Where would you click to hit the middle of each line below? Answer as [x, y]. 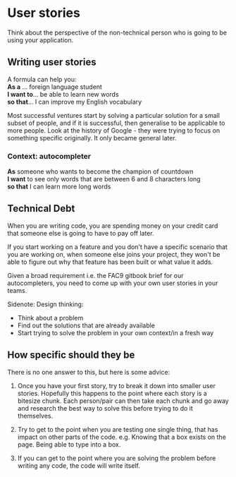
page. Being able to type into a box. [69, 444]
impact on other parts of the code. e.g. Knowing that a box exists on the [122, 437]
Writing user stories [52, 62]
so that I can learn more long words [59, 187]
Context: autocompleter [49, 156]
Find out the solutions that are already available [86, 325]
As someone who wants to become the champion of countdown [100, 171]
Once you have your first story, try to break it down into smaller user [117, 385]
